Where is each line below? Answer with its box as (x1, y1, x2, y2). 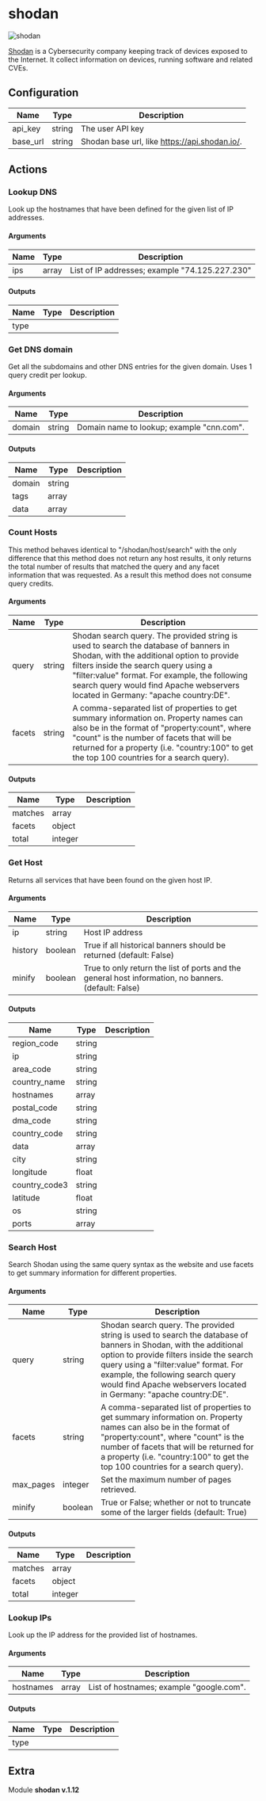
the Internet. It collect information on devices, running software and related (8, 55, 253, 64)
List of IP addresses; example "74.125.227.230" (70, 265, 252, 276)
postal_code (12, 1102, 58, 1113)
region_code (12, 1037, 59, 1048)
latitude (12, 1192, 40, 1203)
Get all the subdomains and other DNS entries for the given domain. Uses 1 (8, 362, 253, 372)
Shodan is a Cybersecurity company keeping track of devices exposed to (8, 46, 248, 55)
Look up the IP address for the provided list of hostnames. (8, 1630, 198, 1639)
